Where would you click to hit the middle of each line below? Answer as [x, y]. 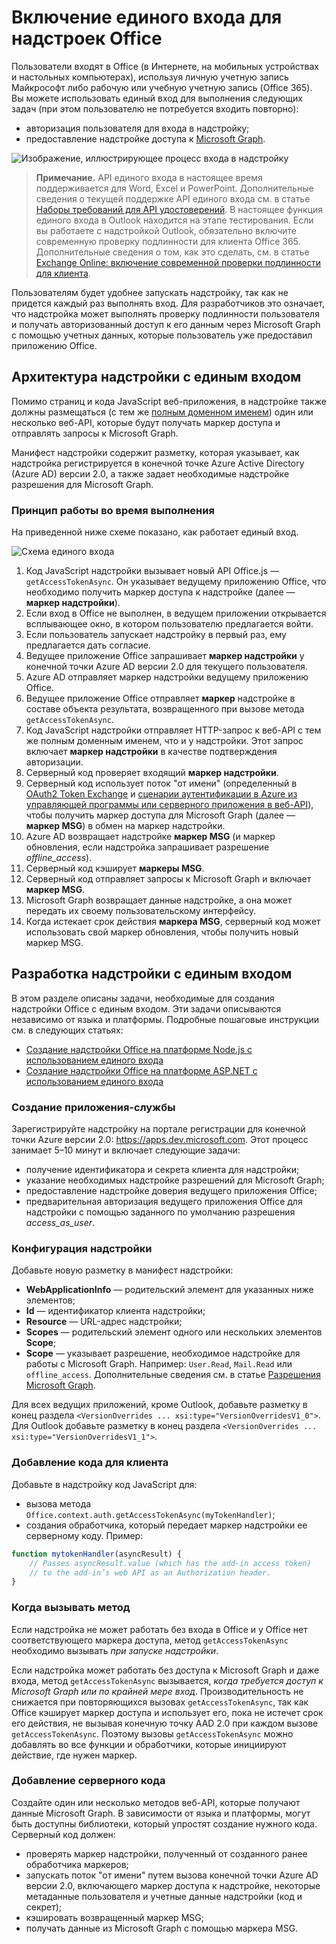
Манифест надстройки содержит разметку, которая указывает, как [155, 452]
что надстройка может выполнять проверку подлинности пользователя [165, 313]
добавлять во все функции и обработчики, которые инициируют [149, 1744]
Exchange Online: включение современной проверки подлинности [178, 262]
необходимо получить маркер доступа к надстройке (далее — [160, 592]
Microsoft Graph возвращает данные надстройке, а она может [159, 900]
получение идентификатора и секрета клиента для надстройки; [162, 1170]
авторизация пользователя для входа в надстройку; [137, 128]
